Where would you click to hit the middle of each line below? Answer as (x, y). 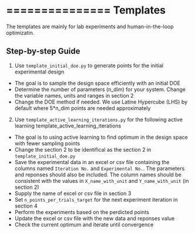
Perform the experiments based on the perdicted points (82, 212)
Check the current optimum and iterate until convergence (84, 225)
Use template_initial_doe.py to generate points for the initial (89, 65)
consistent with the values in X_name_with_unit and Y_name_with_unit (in (102, 180)
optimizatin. (20, 32)
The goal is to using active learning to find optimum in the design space (101, 137)
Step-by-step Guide (43, 51)
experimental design (39, 72)
